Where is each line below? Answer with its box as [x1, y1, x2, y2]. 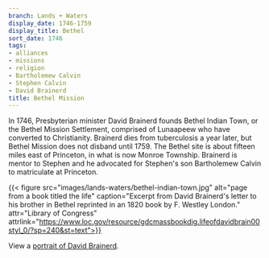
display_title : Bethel [8, 27, 85, 35]
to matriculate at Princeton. [8, 167, 99, 177]
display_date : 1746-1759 [8, 19, 92, 27]
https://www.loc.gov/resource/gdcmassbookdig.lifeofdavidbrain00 [39, 217, 260, 227]
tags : [8, 42, 27, 50]
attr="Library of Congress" [8, 208, 97, 218]
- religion [8, 64, 45, 72]
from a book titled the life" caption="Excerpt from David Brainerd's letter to [8, 191, 257, 201]
